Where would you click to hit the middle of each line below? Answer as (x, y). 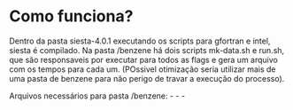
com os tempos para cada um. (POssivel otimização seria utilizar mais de (143, 69)
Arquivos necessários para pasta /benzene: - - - (97, 96)
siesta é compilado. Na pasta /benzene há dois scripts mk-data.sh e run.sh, (147, 50)
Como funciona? (71, 16)
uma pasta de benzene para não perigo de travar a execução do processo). (147, 78)
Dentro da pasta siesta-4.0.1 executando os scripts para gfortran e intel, (140, 41)
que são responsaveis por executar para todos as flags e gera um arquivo (144, 59)
